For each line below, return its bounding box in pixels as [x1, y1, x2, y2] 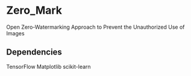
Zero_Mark [6, 4, 62, 17]
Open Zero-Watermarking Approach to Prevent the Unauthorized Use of [6, 23, 185, 31]
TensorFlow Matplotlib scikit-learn [6, 63, 92, 70]
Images [6, 29, 25, 37]
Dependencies [6, 47, 62, 57]
